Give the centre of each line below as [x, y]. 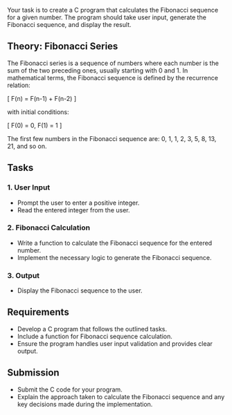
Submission [34, 373]
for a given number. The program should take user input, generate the [107, 17]
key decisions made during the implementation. [85, 404]
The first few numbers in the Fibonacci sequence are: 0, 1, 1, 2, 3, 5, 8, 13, [112, 138]
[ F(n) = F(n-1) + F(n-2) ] [42, 98]
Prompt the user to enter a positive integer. [78, 203]
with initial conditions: [38, 112]
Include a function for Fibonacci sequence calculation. [95, 336]
